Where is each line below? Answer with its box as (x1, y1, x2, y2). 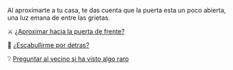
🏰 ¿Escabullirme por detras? (7, 41, 90, 49)
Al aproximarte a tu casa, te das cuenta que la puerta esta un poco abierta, (7, 6, 226, 14)
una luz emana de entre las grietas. (7, 13, 110, 22)
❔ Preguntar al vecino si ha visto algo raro (7, 54, 129, 63)
